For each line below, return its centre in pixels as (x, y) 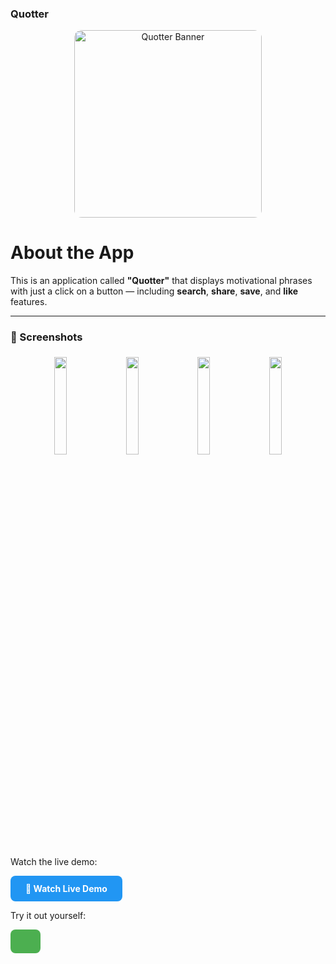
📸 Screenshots (46, 337)
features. (29, 302)
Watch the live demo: (54, 861)
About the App (72, 253)
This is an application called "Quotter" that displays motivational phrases (161, 281)
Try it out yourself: (48, 915)
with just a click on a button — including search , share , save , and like (154, 291)
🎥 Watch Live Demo (66, 888)
